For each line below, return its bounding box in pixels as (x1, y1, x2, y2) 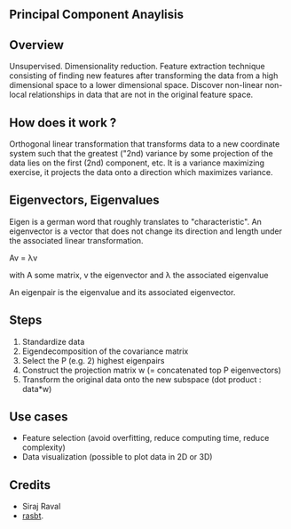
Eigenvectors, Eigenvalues (9, 193, 160, 208)
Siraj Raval (21, 501, 61, 512)
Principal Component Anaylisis (9, 7, 185, 22)
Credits (9, 477, 51, 493)
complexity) (21, 442, 67, 453)
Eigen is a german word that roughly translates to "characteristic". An (9, 216, 262, 227)
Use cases (9, 409, 68, 425)
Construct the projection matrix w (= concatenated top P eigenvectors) (21, 365, 282, 375)
